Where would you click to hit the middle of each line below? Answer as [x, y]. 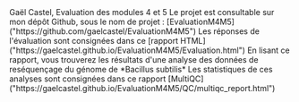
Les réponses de [229, 31]
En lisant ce [269, 50]
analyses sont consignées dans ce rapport [88, 79]
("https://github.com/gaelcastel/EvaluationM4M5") [103, 31]
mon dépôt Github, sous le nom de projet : [87, 21]
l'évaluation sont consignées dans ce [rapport [94, 41]
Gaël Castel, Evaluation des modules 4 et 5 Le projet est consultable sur [142, 12]
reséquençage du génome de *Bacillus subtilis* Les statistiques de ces [141, 69]
